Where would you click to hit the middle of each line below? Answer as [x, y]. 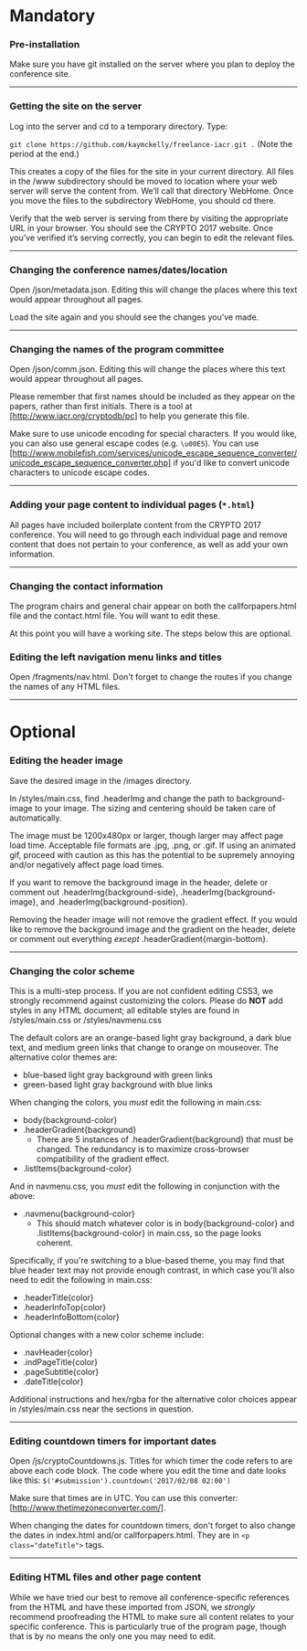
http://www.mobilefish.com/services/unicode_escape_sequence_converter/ [155, 453]
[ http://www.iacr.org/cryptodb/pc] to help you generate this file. [129, 416]
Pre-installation [45, 45]
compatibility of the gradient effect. [103, 1159]
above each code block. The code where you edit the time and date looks [148, 1471]
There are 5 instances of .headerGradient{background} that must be [165, 1139]
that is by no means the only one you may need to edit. [113, 1635]
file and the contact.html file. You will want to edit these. [115, 615]
